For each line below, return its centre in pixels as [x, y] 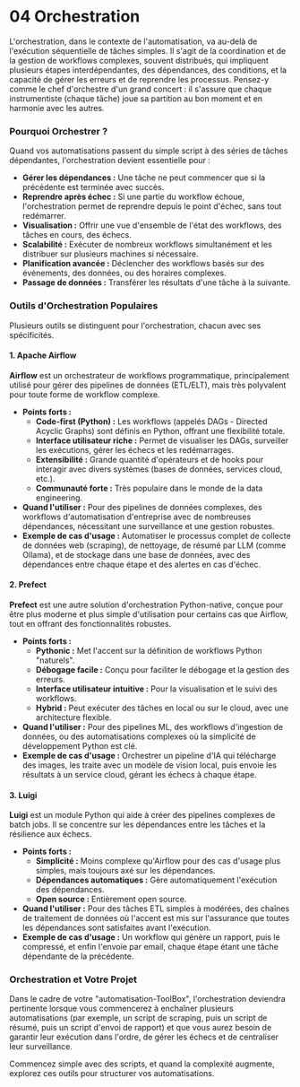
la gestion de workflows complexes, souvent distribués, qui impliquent [139, 60]
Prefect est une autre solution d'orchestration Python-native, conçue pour [146, 604]
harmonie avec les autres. [57, 108]
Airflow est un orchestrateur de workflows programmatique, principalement [149, 375]
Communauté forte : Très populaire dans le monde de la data [149, 488]
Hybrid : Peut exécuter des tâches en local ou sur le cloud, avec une [162, 708]
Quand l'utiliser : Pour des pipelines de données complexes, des [142, 507]
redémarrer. [44, 216]
